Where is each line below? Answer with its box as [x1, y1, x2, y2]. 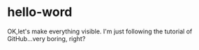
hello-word [7, 4, 73, 20]
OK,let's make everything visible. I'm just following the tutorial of [7, 27, 193, 35]
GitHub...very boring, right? [7, 34, 86, 42]
